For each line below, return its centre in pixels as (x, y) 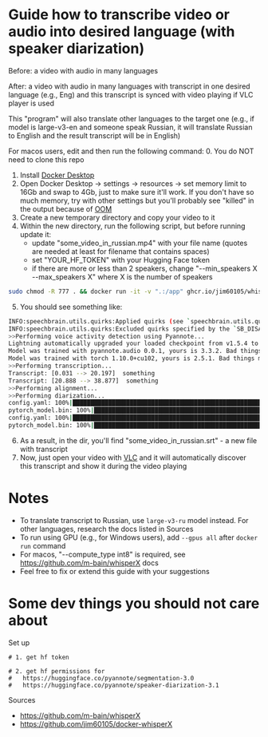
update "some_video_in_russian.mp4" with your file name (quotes (140, 243)
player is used (31, 103)
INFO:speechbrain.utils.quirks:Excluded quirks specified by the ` (123, 329)
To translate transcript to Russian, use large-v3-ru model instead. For (134, 520)
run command (43, 545)
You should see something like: (71, 307)
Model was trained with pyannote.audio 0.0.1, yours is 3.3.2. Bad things (135, 351)
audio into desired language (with (122, 32)
